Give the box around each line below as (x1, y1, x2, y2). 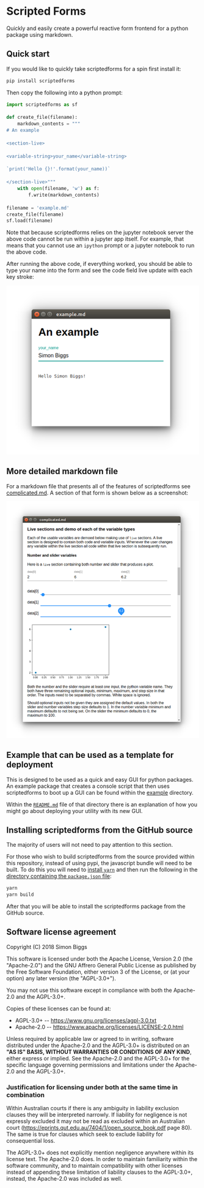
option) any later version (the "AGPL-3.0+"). (6, 974, 116, 982)
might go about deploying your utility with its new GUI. (6, 807, 143, 814)
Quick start (6, 49, 50, 59)
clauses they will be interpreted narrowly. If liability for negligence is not (6, 1111, 188, 1119)
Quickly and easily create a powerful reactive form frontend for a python (6, 25, 189, 32)
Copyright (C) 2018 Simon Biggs (6, 943, 87, 950)
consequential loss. (6, 1137, 56, 1144)
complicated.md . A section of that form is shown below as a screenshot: (6, 489, 188, 496)
